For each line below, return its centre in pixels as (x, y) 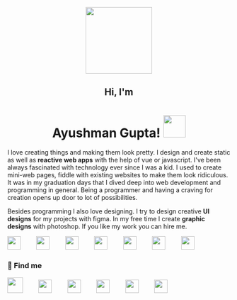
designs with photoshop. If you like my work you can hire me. (97, 226)
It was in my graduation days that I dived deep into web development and (114, 183)
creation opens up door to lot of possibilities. (73, 198)
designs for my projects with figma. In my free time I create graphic (106, 219)
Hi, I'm (119, 92)
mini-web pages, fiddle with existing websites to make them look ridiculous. (118, 175)
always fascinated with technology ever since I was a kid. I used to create (115, 167)
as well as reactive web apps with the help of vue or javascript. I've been (114, 160)
